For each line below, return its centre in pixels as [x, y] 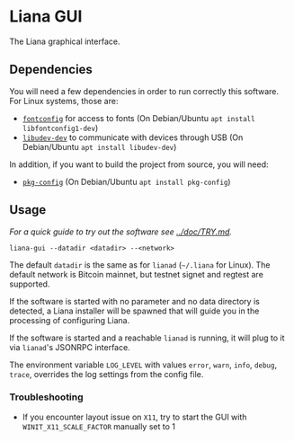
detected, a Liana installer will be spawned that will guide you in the [134, 311]
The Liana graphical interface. [65, 41]
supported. [30, 284]
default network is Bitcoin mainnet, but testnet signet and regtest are [136, 274]
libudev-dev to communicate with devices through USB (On [133, 137]
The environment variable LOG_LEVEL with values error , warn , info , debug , [143, 365]
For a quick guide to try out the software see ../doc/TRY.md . [120, 232]
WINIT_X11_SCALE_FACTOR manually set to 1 [98, 426]
